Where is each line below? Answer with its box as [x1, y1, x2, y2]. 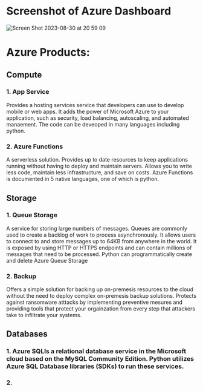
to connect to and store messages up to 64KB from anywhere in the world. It [6, 237, 197, 245]
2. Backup [6, 272, 37, 280]
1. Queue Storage [6, 211, 57, 219]
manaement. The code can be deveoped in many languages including [6, 120, 180, 128]
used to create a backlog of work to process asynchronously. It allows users [6, 231, 196, 238]
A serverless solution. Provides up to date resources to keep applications [6, 156, 188, 163]
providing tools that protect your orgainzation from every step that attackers [6, 305, 195, 312]
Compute [6, 70, 42, 80]
